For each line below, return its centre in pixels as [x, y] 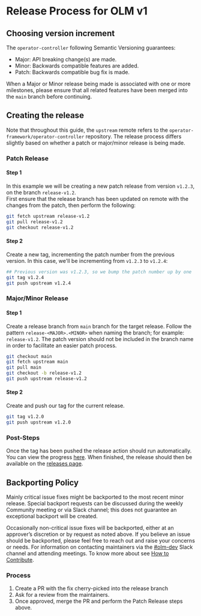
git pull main [24, 368]
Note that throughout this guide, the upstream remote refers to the [87, 130]
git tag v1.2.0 [25, 417]
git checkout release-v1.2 [40, 227]
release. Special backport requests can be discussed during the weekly [95, 503]
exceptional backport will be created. [52, 516]
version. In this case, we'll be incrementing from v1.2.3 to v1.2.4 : [87, 260]
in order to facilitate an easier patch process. [61, 345]
